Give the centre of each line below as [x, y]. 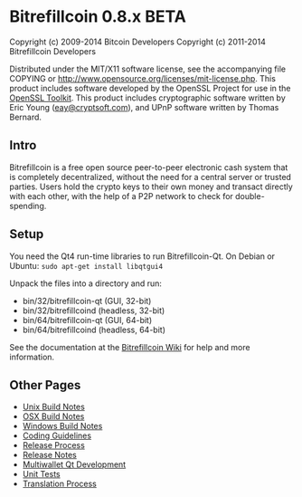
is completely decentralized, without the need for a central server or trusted [151, 177]
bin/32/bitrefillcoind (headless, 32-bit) [94, 311]
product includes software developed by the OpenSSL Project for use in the [150, 88]
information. [32, 357]
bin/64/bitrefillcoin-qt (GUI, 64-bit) [87, 320]
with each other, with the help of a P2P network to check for [121, 196]
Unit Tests [41, 474]
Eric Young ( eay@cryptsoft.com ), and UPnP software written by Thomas [144, 107]
